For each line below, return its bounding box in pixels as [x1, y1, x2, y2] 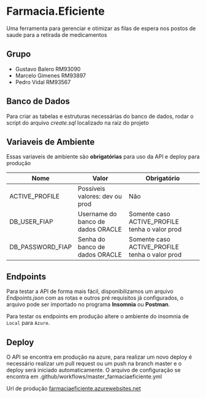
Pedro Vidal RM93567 [15, 78, 71, 85]
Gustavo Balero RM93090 [15, 65, 81, 72]
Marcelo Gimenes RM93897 [15, 72, 86, 79]
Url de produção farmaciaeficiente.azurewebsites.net [6, 385, 141, 392]
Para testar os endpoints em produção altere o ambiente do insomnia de [6, 313, 189, 320]
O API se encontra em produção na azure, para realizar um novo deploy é [6, 353, 192, 361]
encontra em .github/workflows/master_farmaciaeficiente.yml [6, 373, 162, 380]
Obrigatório [145, 174, 180, 182]
